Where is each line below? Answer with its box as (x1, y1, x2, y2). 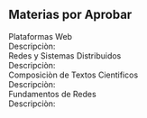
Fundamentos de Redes (8, 88, 96, 99)
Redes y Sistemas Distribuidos (8, 50, 122, 61)
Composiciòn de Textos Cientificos (8, 69, 139, 80)
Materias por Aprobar (8, 7, 133, 23)
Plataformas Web (8, 31, 73, 41)
